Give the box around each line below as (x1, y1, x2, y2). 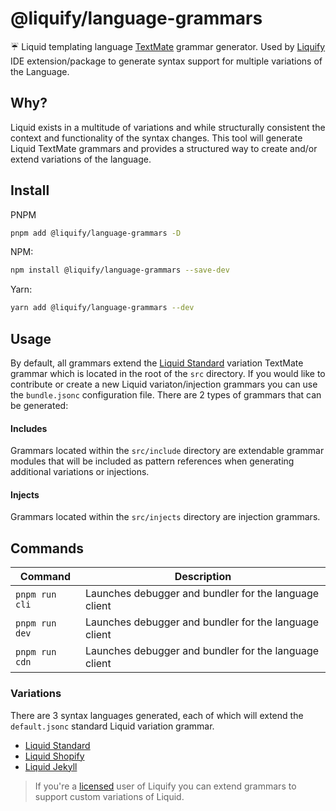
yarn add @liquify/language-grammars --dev (10, 303, 195, 313)
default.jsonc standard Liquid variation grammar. (10, 720, 215, 732)
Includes (10, 422, 48, 434)
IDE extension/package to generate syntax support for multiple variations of (10, 55, 323, 67)
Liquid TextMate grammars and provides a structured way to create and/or (10, 142, 318, 154)
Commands (10, 540, 85, 557)
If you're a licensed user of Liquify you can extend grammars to (34, 780, 297, 792)
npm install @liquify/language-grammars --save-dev (10, 265, 230, 276)
